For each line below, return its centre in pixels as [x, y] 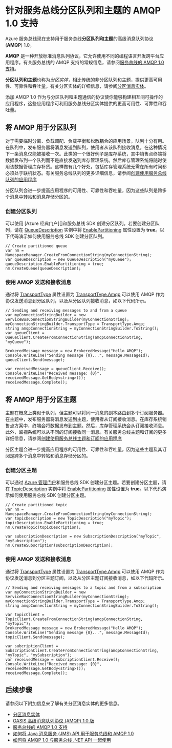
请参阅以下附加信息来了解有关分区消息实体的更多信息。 [63, 703]
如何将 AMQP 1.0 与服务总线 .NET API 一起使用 [62, 740]
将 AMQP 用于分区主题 [41, 399]
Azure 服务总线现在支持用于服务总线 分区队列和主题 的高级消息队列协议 [79, 39]
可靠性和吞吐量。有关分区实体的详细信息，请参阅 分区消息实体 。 [81, 86]
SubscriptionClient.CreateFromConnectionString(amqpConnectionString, [82, 650]
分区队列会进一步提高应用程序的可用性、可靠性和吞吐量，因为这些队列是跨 [84, 190]
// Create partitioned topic [36, 505]
